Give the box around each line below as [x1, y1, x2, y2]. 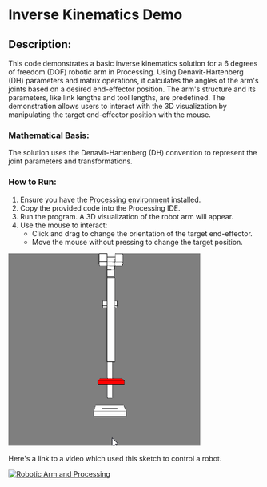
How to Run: [8, 176, 58, 187]
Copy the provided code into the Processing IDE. [19, 203, 181, 213]
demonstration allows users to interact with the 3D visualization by [8, 102, 228, 111]
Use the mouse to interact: [19, 220, 108, 230]
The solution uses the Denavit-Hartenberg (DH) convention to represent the [8, 148, 257, 158]
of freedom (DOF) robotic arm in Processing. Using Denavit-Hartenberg [8, 67, 244, 77]
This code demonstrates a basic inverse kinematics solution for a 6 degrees [8, 58, 258, 68]
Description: [8, 38, 72, 51]
